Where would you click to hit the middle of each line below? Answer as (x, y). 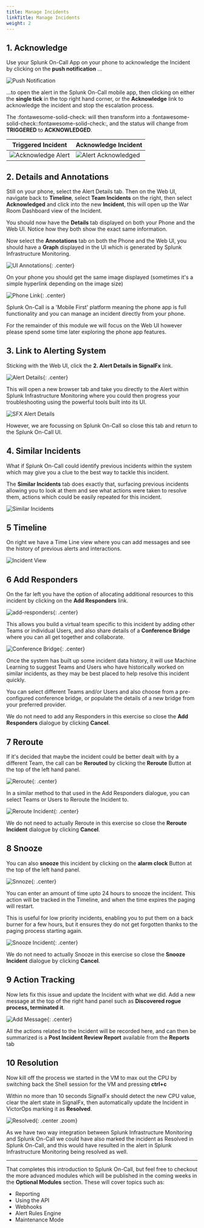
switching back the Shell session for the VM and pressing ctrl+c (87, 1084)
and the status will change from (148, 124)
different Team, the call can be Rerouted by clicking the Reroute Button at (99, 763)
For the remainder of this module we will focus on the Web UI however (94, 325)
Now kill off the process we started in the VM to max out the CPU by (92, 1077)
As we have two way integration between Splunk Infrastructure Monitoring (99, 1132)
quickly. (16, 680)
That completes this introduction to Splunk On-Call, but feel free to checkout (102, 1169)
